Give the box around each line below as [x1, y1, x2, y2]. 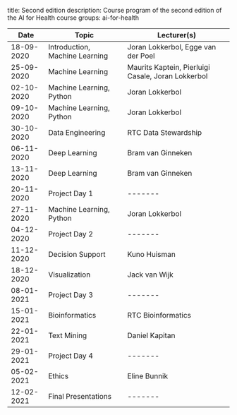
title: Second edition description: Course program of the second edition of [7, 6, 222, 14]
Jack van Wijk [127, 270, 174, 279]
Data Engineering [48, 128, 106, 137]
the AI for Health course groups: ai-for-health [7, 13, 140, 22]
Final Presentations [48, 392, 111, 401]
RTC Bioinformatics [127, 311, 192, 320]
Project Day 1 [48, 188, 94, 198]
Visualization [48, 270, 91, 279]
